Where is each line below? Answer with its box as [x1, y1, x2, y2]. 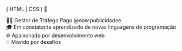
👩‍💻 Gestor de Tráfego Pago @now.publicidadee [6, 17, 122, 23]
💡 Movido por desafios [6, 39, 62, 45]
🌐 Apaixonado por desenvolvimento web [6, 32, 105, 39]
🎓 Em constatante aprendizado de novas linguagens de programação [6, 23, 176, 30]
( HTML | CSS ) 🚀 [6, 6, 48, 12]
